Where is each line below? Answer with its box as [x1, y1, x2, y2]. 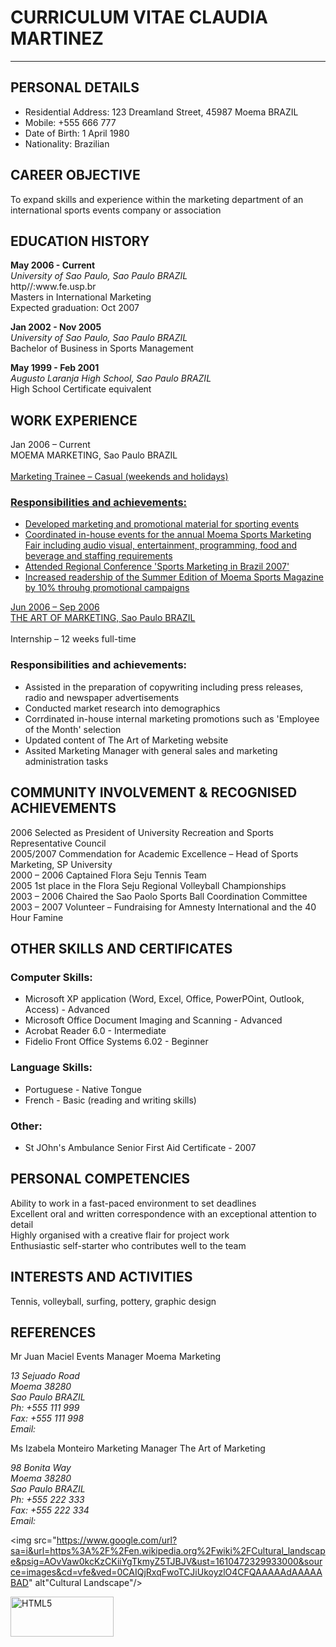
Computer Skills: [10, 970, 93, 984]
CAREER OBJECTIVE [10, 167, 141, 184]
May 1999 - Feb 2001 [10, 362, 100, 374]
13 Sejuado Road [10, 1370, 80, 1382]
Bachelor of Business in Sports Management [10, 342, 194, 355]
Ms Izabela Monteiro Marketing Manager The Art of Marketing [10, 1442, 266, 1455]
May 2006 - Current [10, 259, 96, 271]
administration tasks [24, 755, 109, 767]
